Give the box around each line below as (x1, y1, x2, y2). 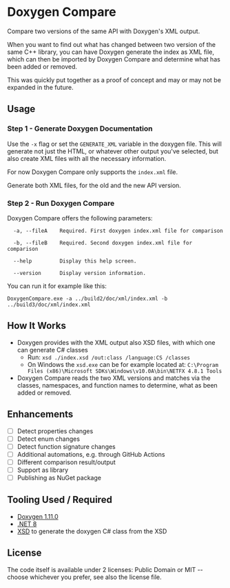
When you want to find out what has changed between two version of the (7, 40, 216, 48)
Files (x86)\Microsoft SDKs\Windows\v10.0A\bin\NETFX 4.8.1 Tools (27, 368, 222, 374)
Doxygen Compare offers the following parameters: (7, 214, 153, 222)
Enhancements (7, 408, 74, 420)
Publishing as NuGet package (17, 473, 102, 482)
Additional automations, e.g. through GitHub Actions (17, 450, 165, 458)
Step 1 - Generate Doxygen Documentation (7, 124, 153, 133)
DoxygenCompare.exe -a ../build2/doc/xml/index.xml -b (7, 295, 168, 302)
